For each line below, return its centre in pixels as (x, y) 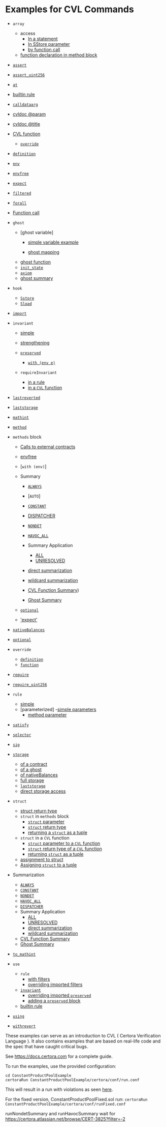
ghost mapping (44, 252)
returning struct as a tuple (56, 854)
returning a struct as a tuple (58, 832)
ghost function (36, 262)
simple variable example (53, 242)
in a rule (36, 382)
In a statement (43, 39)
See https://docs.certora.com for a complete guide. (59, 1056)
